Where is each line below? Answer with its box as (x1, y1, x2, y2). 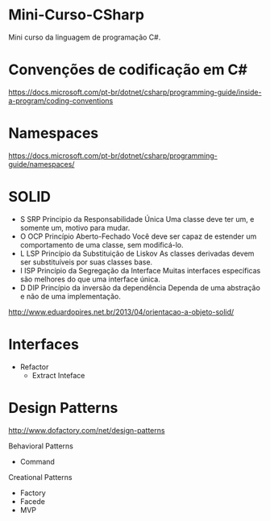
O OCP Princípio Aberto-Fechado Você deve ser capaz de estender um (19, 231, 257, 241)
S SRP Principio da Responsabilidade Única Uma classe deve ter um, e (19, 214, 255, 223)
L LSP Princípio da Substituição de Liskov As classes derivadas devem (19, 248, 255, 258)
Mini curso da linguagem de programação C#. (8, 32, 161, 42)
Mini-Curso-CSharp (8, 6, 145, 24)
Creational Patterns (8, 472, 73, 481)
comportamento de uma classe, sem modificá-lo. (19, 240, 184, 249)
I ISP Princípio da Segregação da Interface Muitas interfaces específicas (19, 265, 261, 275)
